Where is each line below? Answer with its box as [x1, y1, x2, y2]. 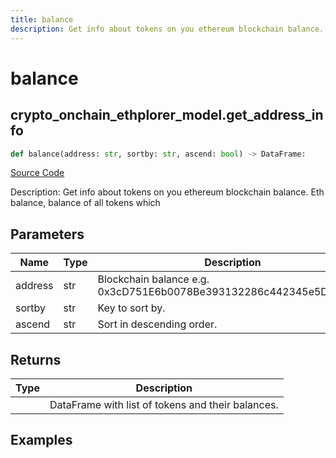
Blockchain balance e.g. [97, 272, 210, 286]
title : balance [10, 14, 74, 25]
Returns [10, 351, 62, 368]
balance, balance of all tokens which [10, 197, 161, 209]
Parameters [10, 226, 85, 243]
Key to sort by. [97, 301, 166, 315]
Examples [10, 432, 73, 449]
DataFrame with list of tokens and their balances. [49, 398, 279, 411]
